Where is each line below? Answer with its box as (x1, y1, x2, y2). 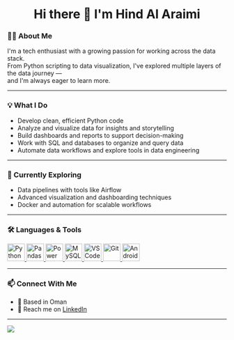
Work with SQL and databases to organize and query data (17, 139, 184, 147)
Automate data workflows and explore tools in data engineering (17, 146, 200, 154)
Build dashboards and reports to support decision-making (17, 131, 184, 139)
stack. (7, 54, 25, 63)
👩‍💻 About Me (7, 31, 52, 41)
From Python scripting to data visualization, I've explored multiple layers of (7, 62, 221, 70)
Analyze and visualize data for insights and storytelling (17, 123, 174, 132)
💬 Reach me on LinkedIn (17, 304, 87, 313)
